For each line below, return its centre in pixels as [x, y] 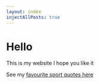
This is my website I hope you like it [50, 63]
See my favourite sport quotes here [50, 74]
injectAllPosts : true [33, 17]
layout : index [24, 12]
